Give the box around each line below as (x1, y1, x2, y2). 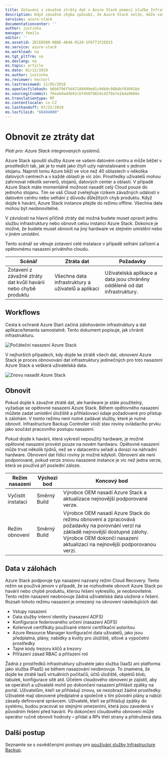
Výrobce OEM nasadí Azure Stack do (63, 510, 150, 517)
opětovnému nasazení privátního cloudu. (5, 246, 89, 252)
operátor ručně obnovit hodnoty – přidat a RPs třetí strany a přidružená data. (5, 714, 162, 720)
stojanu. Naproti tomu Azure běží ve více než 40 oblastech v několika (5, 168, 148, 174)
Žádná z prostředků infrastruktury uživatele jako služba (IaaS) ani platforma (5, 661, 161, 667)
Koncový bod (95, 477, 128, 484)
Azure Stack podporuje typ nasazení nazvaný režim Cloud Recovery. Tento (5, 577, 159, 583)
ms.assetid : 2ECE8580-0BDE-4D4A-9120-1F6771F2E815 (5, 40, 113, 45)
